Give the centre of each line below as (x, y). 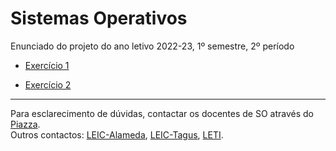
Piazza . (25, 124)
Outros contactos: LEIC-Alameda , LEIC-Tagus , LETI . (117, 134)
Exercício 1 (47, 65)
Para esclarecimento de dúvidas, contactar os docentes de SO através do (162, 113)
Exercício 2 (48, 84)
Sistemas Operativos (99, 18)
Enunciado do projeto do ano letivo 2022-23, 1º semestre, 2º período (152, 46)
